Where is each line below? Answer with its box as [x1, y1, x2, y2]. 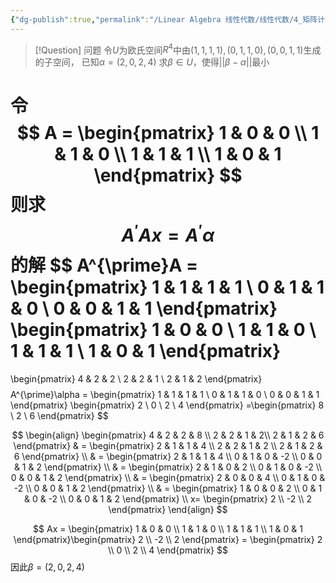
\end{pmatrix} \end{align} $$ [108, 503, 228, 515]
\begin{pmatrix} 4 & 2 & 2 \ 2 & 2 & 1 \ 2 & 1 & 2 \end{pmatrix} [10, 372, 263, 385]
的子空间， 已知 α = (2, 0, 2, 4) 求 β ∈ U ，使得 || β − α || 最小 [34, 56, 270, 68]
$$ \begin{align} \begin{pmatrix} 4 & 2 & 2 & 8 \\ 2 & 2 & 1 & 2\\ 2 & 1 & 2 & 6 [11, 429, 325, 441]
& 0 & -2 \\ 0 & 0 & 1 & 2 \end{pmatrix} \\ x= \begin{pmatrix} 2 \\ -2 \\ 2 [23, 492, 313, 505]
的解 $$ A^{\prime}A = [10, 254, 199, 276]
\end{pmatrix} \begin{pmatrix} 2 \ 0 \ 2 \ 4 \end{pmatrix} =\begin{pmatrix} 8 [10, 399, 325, 411]
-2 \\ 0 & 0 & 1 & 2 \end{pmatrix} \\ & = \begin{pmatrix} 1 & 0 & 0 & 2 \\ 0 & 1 [13, 482, 323, 494]
